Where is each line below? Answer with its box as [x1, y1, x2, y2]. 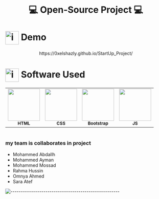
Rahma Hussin [12, 167, 43, 173]
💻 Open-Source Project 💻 [29, 4, 143, 16]
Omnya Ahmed [12, 173, 44, 179]
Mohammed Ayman [12, 157, 54, 163]
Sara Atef [12, 178, 33, 184]
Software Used [20, 68, 85, 80]
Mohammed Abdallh [12, 151, 55, 157]
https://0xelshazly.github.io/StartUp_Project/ [39, 51, 133, 57]
